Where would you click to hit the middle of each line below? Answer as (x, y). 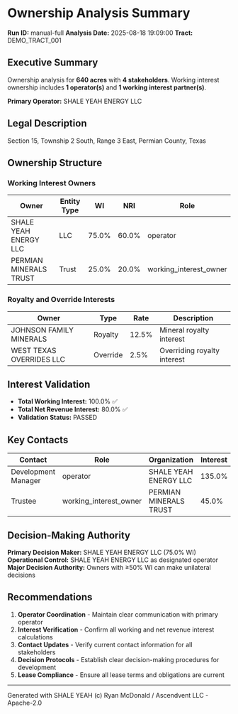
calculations (35, 637)
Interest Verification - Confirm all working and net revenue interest (116, 629)
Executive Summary (53, 63)
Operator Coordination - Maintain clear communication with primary (118, 614)
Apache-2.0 (25, 703)
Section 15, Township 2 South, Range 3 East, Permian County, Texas (107, 141)
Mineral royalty (184, 330)
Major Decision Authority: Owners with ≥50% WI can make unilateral (109, 567)
